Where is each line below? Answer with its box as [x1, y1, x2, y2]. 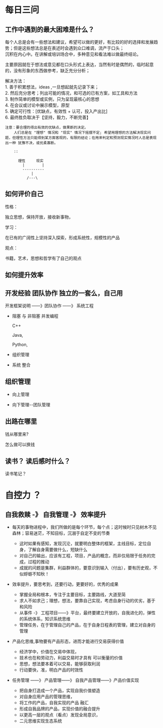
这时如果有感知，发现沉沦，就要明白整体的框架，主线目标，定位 [19, 540, 147, 547]
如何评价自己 [5, 190, 44, 198]
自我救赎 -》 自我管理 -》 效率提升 [5, 511, 107, 519]
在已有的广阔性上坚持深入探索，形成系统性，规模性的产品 [5, 234, 120, 241]
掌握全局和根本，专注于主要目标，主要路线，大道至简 [19, 591, 126, 598]
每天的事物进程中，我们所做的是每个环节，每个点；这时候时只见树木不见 [12, 524, 157, 530]
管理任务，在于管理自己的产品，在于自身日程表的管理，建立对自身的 [19, 622, 156, 628]
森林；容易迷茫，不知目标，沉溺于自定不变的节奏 [12, 530, 110, 536]
